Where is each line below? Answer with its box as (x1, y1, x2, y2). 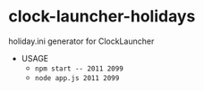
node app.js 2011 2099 (34, 73, 120, 82)
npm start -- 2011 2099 (34, 64, 124, 73)
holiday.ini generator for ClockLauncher (8, 36, 155, 46)
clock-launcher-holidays (8, 6, 196, 27)
